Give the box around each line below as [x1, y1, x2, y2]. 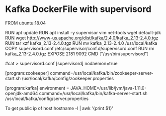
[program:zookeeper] [5, 70, 49, 76]
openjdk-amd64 [5, 90, 38, 96]
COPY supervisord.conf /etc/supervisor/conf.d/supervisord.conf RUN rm [5, 45, 155, 51]
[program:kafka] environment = [5, 85, 70, 91]
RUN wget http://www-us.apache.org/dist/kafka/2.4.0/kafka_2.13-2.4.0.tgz [5, 35, 159, 41]
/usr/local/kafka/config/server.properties [5, 96, 88, 102]
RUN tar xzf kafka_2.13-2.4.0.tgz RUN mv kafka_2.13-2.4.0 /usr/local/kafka [5, 40, 158, 46]
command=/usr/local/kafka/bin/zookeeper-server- [50, 70, 154, 76]
